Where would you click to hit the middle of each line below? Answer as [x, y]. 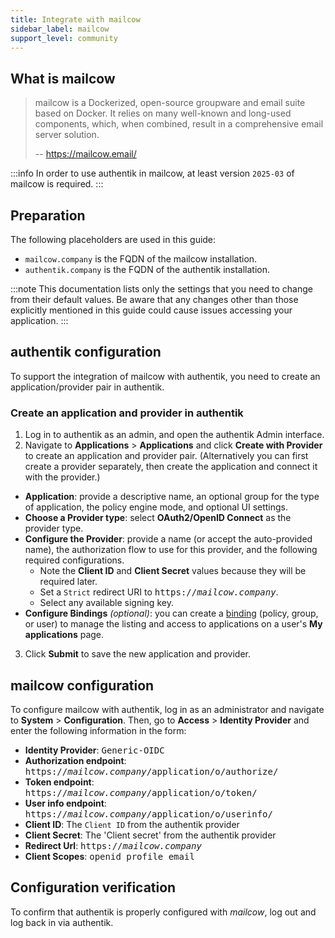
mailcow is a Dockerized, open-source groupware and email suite [170, 103]
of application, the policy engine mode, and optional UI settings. [156, 507]
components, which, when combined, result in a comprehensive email [179, 124]
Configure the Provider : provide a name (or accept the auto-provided [168, 539]
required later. [68, 582]
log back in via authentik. [62, 922]
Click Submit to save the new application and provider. [137, 654]
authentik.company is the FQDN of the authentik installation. [147, 269]
